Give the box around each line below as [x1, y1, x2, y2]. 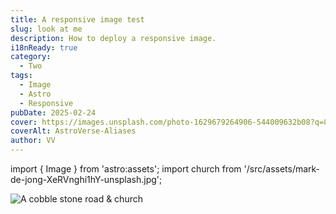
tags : [10, 71, 33, 81]
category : [10, 52, 52, 62]
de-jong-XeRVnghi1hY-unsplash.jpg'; [10, 174, 163, 185]
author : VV [10, 136, 56, 146]
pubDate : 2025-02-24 [10, 107, 97, 118]
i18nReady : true [10, 42, 78, 53]
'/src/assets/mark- [243, 163, 321, 175]
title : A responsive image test [10, 14, 145, 25]
